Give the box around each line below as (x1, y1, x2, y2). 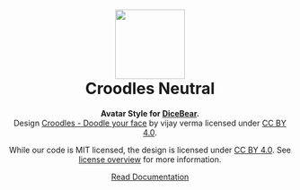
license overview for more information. (78, 153, 222, 165)
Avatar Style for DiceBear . (101, 108, 199, 118)
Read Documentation (110, 171, 190, 182)
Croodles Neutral (84, 79, 216, 99)
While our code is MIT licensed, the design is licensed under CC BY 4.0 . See (8, 144, 292, 155)
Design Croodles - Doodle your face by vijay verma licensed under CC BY (13, 117, 287, 128)
